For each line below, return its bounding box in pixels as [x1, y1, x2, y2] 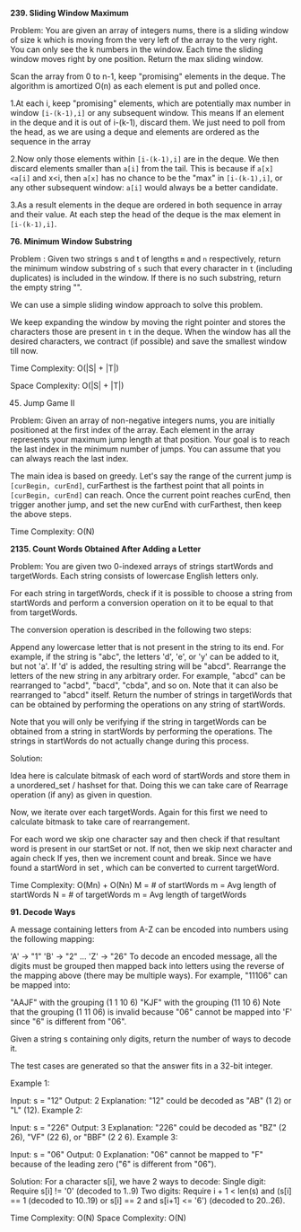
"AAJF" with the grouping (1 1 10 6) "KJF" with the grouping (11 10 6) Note [10, 997, 281, 1008]
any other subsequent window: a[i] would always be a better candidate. [10, 182, 279, 192]
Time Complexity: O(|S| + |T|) [10, 363, 119, 374]
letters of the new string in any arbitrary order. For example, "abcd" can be [10, 671, 286, 681]
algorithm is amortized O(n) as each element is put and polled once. [10, 81, 261, 91]
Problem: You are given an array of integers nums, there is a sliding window [10, 25, 289, 35]
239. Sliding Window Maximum [10, 8, 129, 18]
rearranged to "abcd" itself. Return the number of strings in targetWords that [10, 690, 293, 700]
